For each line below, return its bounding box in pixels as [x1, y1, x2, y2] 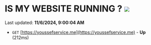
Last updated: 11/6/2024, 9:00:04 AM [5, 19, 85, 25]
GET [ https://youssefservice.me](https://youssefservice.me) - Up [12, 29, 146, 35]
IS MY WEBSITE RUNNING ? [5, 3, 123, 14]
